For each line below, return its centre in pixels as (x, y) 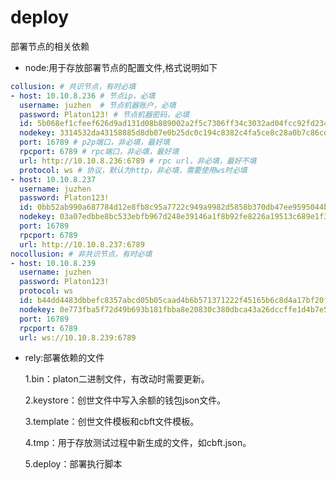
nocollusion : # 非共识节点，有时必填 (81, 254)
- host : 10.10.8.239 (53, 263)
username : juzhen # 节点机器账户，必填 (98, 105)
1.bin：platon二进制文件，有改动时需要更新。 (117, 379)
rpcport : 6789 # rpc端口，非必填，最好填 (99, 152)
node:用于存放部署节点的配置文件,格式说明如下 (121, 67)
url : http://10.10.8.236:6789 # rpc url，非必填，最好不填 (138, 161)
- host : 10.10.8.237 (53, 179)
